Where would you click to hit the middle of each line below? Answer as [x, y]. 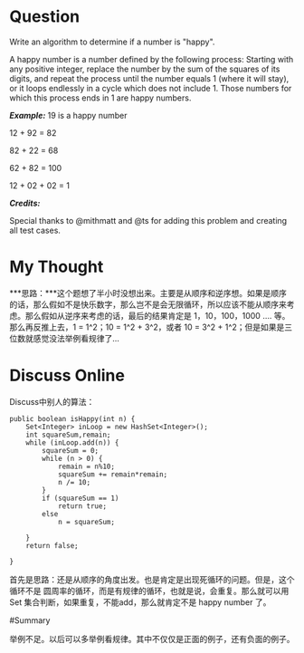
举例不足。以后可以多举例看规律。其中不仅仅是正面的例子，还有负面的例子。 [152, 639]
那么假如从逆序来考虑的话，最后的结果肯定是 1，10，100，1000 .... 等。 [157, 315]
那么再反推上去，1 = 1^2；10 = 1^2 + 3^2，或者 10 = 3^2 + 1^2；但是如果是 [147, 327]
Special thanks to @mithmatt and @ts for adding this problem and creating [148, 220]
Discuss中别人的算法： [52, 401]
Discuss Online [67, 375]
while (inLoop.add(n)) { [72, 442]
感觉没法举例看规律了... [76, 338]
